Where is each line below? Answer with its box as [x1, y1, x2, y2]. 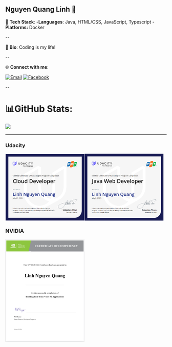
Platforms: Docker [5, 24, 45, 30]
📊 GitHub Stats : [5, 103, 73, 114]
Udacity [5, 141, 26, 149]
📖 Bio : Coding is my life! [5, 44, 56, 50]
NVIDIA [5, 228, 24, 235]
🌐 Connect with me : [5, 64, 49, 70]
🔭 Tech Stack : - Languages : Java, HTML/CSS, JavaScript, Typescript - [5, 18, 155, 25]
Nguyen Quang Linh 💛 [5, 5, 76, 14]
